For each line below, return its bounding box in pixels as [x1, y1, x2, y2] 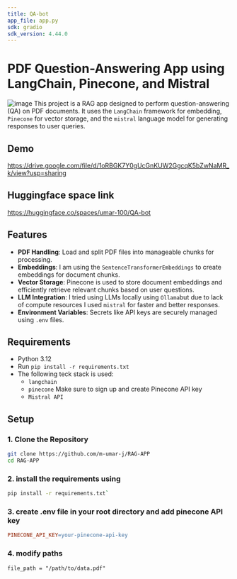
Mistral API [28, 394, 64, 401]
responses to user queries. [7, 122, 86, 131]
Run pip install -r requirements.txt [17, 363, 129, 371]
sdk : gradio [7, 23, 42, 31]
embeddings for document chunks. [17, 270, 120, 279]
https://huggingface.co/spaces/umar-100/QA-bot [7, 208, 151, 216]
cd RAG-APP [7, 457, 40, 464]
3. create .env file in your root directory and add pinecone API [7, 507, 224, 517]
